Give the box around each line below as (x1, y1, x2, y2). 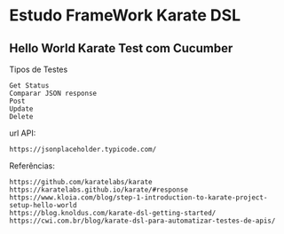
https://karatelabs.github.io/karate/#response (9, 185, 189, 194)
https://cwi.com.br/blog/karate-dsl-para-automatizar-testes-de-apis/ (9, 216, 276, 225)
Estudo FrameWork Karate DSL (9, 5, 241, 26)
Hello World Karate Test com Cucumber (9, 41, 233, 56)
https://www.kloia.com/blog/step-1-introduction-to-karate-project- (9, 193, 268, 202)
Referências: (9, 160, 56, 171)
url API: (9, 128, 36, 138)
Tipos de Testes (9, 64, 68, 74)
